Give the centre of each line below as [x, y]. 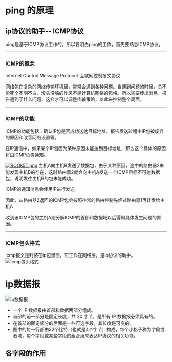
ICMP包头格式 [23, 243]
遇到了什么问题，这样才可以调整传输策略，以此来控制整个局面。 [77, 99]
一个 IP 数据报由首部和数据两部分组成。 [54, 310]
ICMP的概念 [20, 63]
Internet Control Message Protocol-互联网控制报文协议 [63, 76]
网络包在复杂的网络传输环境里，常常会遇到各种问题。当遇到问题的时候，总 [84, 87]
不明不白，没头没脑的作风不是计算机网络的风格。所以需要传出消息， [90, 93]
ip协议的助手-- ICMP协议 [45, 31]
